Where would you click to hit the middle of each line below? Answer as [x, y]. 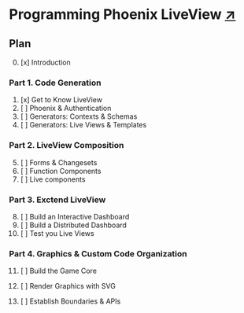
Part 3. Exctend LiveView [57, 200]
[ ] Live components [53, 179]
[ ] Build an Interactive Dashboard [75, 216]
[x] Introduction [46, 62]
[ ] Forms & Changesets [59, 162]
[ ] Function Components [61, 171]
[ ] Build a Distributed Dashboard [73, 225]
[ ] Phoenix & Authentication [66, 109]
